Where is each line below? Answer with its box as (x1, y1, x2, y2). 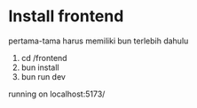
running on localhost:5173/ (8, 89, 106, 99)
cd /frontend (20, 52, 67, 63)
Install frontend (8, 6, 124, 27)
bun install (20, 62, 59, 73)
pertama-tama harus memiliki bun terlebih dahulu (8, 35, 189, 46)
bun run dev (20, 71, 66, 81)
